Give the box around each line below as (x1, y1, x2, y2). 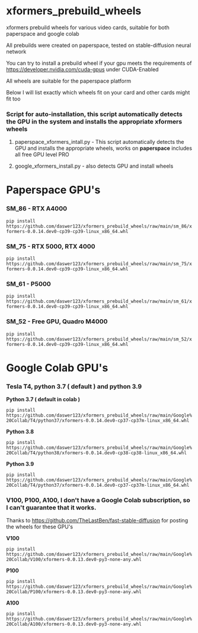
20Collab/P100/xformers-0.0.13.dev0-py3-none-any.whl (6, 589, 142, 595)
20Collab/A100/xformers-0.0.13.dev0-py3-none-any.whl (6, 621, 142, 628)
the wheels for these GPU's (6, 523, 74, 530)
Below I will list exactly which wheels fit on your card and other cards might (6, 89, 190, 96)
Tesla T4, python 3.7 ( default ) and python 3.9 (6, 382, 142, 390)
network (6, 48, 27, 55)
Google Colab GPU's (6, 361, 108, 374)
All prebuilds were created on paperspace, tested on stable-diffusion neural (6, 42, 191, 49)
